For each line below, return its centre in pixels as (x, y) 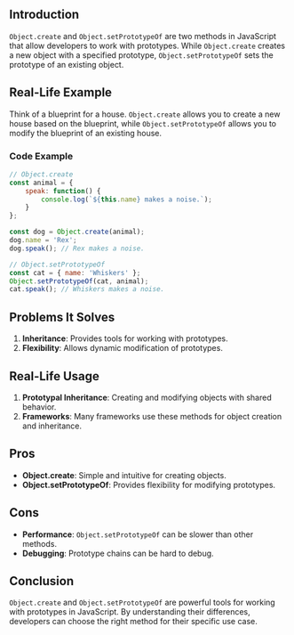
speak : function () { (63, 191)
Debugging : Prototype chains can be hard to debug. (118, 553)
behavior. (39, 407)
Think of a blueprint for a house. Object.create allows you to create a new (145, 114)
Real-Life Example (61, 93)
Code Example (41, 156)
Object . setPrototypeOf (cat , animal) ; (79, 281)
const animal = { (41, 183)
